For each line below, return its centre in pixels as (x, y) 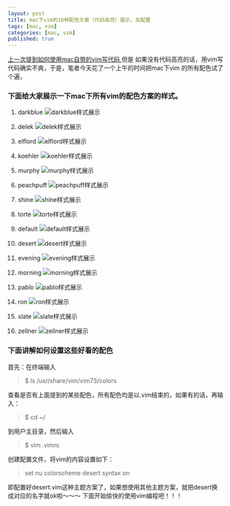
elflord (27, 141)
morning (29, 273)
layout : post (26, 13)
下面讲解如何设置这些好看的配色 (61, 351)
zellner (27, 331)
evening (29, 258)
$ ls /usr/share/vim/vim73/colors (71, 380)
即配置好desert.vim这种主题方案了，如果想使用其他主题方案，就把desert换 (113, 487)
